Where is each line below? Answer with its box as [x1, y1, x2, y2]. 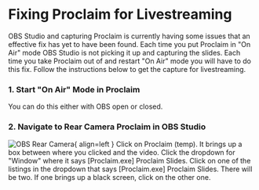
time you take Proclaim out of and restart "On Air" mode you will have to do [8, 56, 251, 66]
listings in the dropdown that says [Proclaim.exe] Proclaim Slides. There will [8, 164, 253, 174]
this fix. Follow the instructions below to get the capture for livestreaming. [8, 64, 246, 73]
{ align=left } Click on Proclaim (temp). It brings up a [74, 139, 243, 149]
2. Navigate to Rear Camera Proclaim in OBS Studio [8, 121, 206, 132]
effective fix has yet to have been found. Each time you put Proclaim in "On [8, 39, 251, 48]
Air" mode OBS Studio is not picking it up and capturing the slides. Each [8, 48, 241, 57]
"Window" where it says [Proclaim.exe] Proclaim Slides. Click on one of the [8, 156, 251, 165]
